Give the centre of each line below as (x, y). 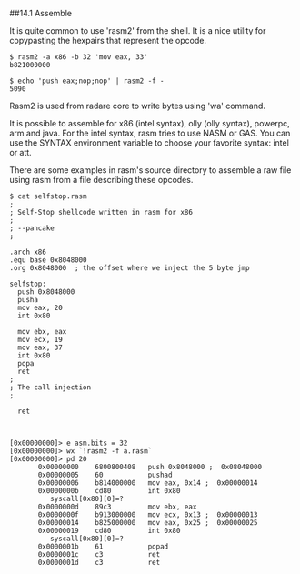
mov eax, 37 (40, 347)
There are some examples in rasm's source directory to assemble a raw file (150, 170)
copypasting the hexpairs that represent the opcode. (108, 40)
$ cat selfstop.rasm (49, 196)
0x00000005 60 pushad (105, 475)
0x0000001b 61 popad (103, 547)
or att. (20, 152)
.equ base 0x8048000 (49, 260)
